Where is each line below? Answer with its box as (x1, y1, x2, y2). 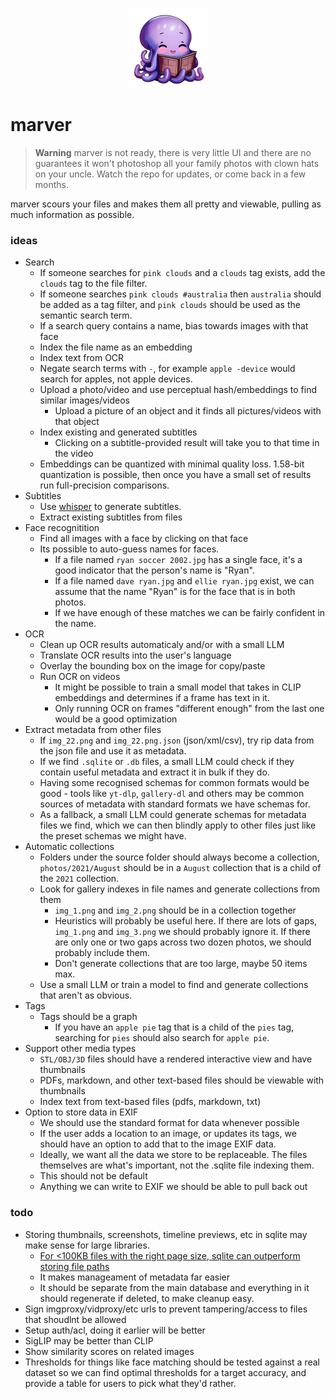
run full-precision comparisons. (39, 479, 170, 492)
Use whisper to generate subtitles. (39, 501, 182, 513)
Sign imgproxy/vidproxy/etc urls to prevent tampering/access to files (24, 1303, 308, 1315)
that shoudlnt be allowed (24, 1313, 127, 1325)
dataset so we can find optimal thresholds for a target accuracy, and (24, 1366, 307, 1378)
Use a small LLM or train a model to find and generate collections (39, 979, 309, 991)
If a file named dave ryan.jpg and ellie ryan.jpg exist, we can (54, 575, 315, 587)
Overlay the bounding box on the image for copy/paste (39, 660, 266, 672)
